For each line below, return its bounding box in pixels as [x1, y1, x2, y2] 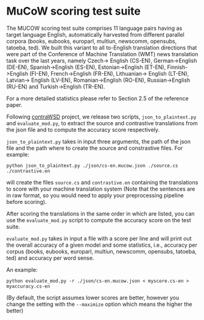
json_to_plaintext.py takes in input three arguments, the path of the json [6, 137, 191, 145]
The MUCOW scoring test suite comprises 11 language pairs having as [6, 24, 183, 32]
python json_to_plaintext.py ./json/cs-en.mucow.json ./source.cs [6, 162, 178, 169]
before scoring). [6, 198, 47, 205]
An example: [6, 266, 38, 273]
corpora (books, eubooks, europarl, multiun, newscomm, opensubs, [6, 37, 177, 45]
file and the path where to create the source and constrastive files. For [6, 144, 183, 151]
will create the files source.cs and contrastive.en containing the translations [6, 178, 199, 186]
